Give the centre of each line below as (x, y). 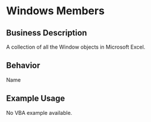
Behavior (23, 65)
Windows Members (56, 11)
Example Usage (36, 99)
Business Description (47, 33)
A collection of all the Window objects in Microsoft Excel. (76, 47)
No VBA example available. (39, 113)
